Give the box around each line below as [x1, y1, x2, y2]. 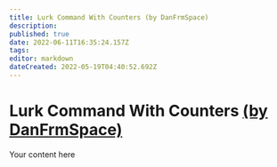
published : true [9, 29, 69, 38]
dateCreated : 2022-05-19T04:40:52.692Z [9, 63, 158, 72]
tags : [9, 46, 29, 55]
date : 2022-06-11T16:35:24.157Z [9, 37, 129, 47]
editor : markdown [9, 54, 74, 63]
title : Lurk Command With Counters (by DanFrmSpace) [9, 12, 209, 22]
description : [9, 21, 58, 30]
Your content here [9, 148, 76, 160]
